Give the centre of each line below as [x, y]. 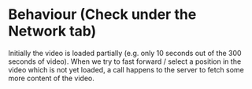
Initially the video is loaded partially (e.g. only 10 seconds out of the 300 [125, 53]
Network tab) [52, 31]
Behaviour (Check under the [102, 15]
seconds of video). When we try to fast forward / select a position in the [125, 61]
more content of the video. [51, 78]
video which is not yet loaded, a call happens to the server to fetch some [126, 69]
